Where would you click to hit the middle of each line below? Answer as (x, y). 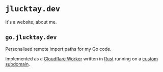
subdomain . (18, 64)
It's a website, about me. (31, 22)
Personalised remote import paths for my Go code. (59, 49)
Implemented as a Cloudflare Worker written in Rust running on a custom (82, 59)
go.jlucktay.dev (31, 37)
